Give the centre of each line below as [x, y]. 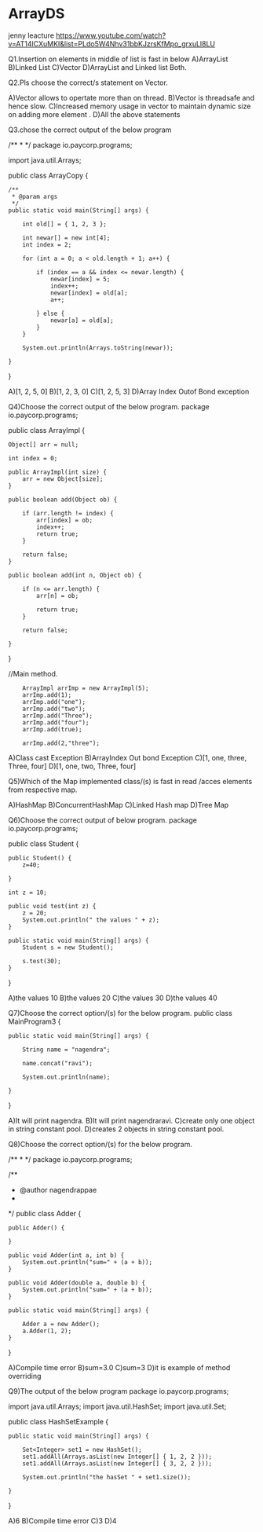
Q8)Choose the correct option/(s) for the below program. [100, 1144]
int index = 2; [47, 244]
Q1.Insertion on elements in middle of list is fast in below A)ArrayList [118, 59]
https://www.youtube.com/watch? [111, 35]
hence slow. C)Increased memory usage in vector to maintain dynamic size [130, 106]
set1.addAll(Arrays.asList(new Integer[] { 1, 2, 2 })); [117, 1457]
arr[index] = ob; [64, 520]
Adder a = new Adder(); [61, 1324]
